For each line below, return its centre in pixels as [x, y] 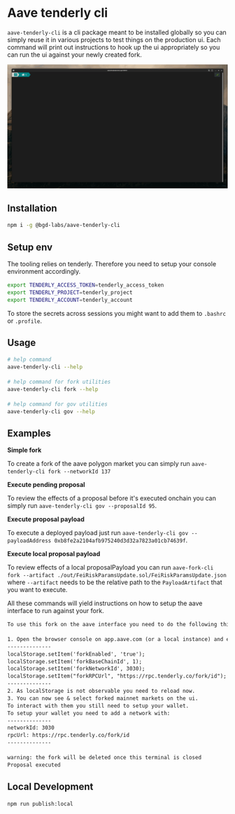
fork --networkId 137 [79, 472]
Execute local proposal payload [54, 554]
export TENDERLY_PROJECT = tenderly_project [70, 292]
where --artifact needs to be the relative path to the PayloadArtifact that [115, 582]
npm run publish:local [40, 803]
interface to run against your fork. [56, 611]
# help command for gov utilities [58, 404]
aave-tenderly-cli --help [45, 367]
